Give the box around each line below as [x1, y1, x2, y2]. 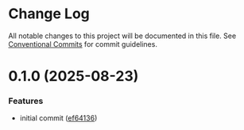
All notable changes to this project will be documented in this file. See [8, 31, 237, 40]
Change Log [8, 5, 90, 23]
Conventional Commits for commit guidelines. [8, 39, 157, 48]
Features [8, 96, 44, 107]
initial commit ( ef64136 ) [19, 113, 98, 123]
